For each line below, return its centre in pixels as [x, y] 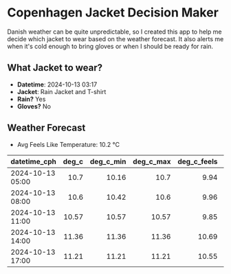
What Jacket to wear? [55, 68]
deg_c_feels [198, 161]
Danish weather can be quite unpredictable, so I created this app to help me [114, 32]
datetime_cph [34, 161]
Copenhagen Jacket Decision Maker [113, 13]
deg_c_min [108, 161]
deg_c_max [152, 161]
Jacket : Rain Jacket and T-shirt [62, 91]
